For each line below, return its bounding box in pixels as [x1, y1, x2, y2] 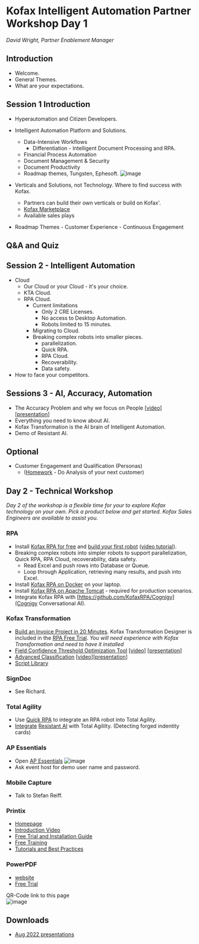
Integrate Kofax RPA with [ [14, 593, 79, 600]
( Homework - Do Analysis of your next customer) [23, 468, 144, 476]
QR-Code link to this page [6, 892, 70, 899]
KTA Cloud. [23, 289, 52, 296]
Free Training [14, 839, 48, 847]
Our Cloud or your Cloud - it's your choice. [23, 282, 129, 290]
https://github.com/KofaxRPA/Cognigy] [78, 593, 175, 600]
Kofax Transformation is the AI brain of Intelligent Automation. [14, 423, 166, 430]
